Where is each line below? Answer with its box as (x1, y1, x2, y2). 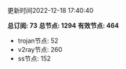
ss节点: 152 (17, 54, 51, 63)
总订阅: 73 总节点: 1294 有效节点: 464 (7, 21, 120, 30)
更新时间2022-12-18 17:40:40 (7, 6, 94, 14)
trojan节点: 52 (17, 36, 59, 45)
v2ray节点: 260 (17, 46, 63, 53)
